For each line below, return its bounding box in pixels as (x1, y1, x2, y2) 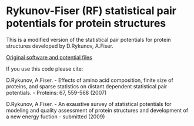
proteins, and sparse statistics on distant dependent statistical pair (6, 82, 168, 89)
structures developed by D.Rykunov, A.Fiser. (6, 42, 113, 49)
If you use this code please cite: (6, 65, 83, 72)
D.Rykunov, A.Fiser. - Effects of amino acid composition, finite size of (6, 77, 173, 84)
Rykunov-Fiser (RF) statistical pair (6, 4, 176, 18)
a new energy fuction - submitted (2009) (6, 113, 105, 120)
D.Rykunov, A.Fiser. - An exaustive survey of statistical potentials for (6, 100, 172, 107)
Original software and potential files (6, 54, 92, 61)
